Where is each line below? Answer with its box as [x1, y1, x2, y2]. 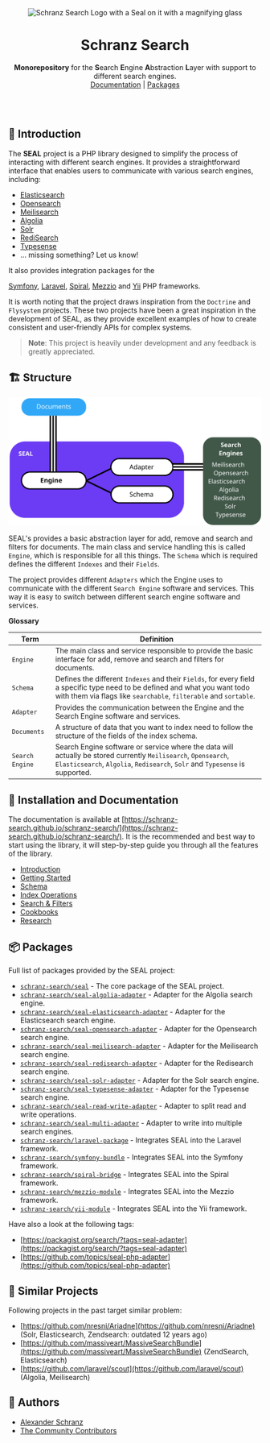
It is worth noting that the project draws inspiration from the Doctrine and [8, 296, 251, 306]
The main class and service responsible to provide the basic [55, 646, 254, 655]
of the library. [8, 849, 53, 859]
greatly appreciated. [27, 346, 96, 356]
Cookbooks [19, 907, 59, 917]
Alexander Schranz [19, 1417, 84, 1427]
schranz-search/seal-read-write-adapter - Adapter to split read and [19, 1101, 247, 1111]
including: [8, 174, 42, 184]
